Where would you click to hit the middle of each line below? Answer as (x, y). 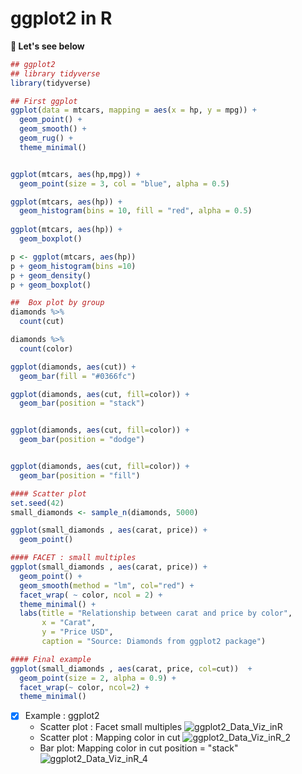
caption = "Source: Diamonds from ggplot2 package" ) (154, 642)
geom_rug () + (46, 138)
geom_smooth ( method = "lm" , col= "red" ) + (107, 585)
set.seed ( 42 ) (37, 503)
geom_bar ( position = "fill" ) (80, 475)
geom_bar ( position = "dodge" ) (82, 440)
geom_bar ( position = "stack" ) (82, 403)
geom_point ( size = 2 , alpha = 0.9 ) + (98, 678)
